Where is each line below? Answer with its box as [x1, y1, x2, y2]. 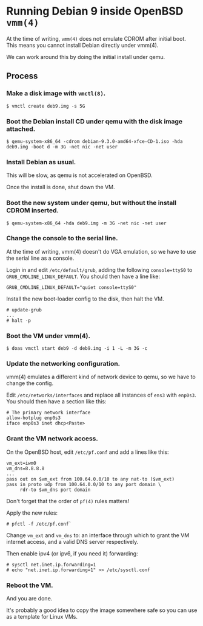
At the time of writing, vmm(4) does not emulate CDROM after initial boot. [6, 35, 186, 42]
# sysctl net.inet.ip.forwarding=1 [6, 562, 96, 568]
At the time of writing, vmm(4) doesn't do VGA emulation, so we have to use [6, 248, 196, 255]
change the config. [6, 380, 53, 387]
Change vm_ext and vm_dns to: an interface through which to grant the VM [6, 531, 190, 539]
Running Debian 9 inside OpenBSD [6, 4, 184, 18]
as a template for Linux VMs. [6, 613, 78, 620]
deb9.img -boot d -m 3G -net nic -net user [6, 144, 118, 150]
